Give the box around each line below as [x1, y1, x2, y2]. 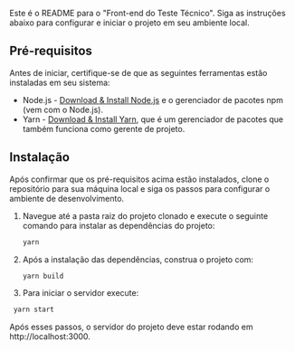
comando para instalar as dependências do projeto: [22, 220, 215, 231]
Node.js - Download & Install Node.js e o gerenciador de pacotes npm [22, 94, 283, 105]
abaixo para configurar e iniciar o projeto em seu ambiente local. [9, 17, 251, 28]
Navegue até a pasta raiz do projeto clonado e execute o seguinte [22, 210, 269, 221]
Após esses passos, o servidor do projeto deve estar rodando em [9, 321, 253, 333]
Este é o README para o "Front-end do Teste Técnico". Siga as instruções [9, 8, 287, 18]
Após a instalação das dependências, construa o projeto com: [22, 253, 254, 265]
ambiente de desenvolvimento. [9, 193, 125, 204]
